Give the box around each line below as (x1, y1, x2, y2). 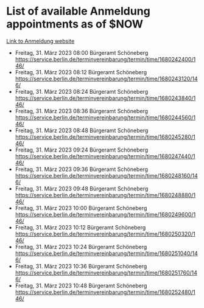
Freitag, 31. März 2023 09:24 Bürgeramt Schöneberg (15, 146, 148, 153)
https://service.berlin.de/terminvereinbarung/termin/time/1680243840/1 (15, 94, 196, 102)
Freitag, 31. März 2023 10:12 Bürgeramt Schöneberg (15, 223, 146, 231)
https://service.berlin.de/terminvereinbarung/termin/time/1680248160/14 (15, 172, 198, 179)
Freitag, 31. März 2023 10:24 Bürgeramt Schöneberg (15, 243, 147, 250)
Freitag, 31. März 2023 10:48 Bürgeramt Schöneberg (15, 282, 147, 289)
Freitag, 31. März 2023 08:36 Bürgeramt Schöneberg (15, 107, 148, 114)
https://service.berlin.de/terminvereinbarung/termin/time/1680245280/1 (15, 133, 196, 141)
